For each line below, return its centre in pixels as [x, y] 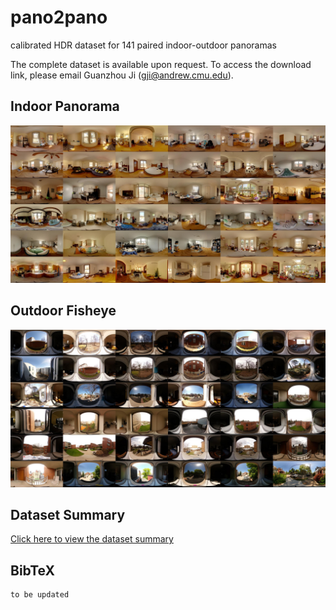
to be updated [40, 595]
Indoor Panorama [65, 106]
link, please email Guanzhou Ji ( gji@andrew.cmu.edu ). [122, 75]
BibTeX [32, 570]
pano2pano [59, 17]
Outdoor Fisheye [63, 311]
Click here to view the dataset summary [92, 539]
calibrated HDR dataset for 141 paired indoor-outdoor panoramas [143, 45]
